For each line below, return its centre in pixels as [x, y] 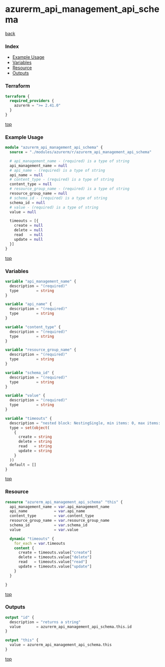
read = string [35, 446]
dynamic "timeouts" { [32, 539]
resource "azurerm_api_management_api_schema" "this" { [64, 502]
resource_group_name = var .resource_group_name [60, 521]
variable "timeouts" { [28, 418]
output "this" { [22, 640]
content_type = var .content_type [52, 516]
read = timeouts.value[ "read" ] [53, 562]
